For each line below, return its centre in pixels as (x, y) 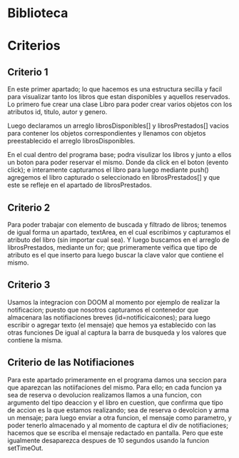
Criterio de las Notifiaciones (71, 363)
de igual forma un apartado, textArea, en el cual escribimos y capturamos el (119, 232)
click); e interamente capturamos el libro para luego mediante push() (108, 170)
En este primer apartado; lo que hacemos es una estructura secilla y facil (115, 89)
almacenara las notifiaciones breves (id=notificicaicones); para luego (109, 317)
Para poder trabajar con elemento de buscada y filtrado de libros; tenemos (117, 225)
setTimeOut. (26, 448)
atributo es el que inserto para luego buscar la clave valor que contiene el (116, 255)
